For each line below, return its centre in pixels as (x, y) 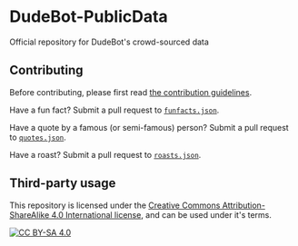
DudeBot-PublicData (89, 17)
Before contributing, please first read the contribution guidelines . (131, 92)
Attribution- (244, 205)
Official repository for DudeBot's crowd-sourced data (109, 42)
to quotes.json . (38, 137)
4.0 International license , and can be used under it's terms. (162, 214)
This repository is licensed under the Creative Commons (115, 205)
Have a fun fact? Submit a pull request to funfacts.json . (114, 110)
